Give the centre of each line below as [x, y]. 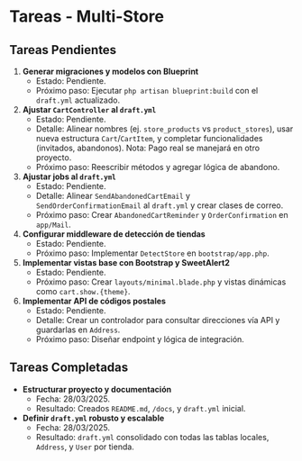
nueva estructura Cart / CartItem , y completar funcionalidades [149, 138]
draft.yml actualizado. [78, 100]
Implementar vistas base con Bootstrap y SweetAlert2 [126, 262]
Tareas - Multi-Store [87, 17]
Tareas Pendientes [63, 50]
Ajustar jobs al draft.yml [69, 176]
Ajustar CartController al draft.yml [89, 109]
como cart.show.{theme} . [83, 291]
